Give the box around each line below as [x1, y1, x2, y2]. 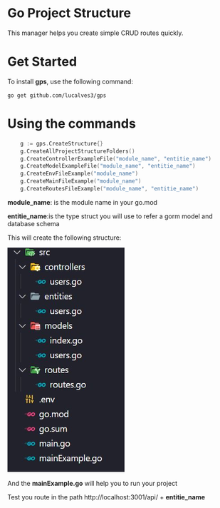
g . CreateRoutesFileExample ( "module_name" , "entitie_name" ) [20, 186, 199, 193]
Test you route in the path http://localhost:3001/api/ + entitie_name [7, 492, 205, 501]
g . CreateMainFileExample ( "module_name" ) [20, 178, 142, 185]
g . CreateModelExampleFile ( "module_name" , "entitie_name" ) [20, 163, 196, 170]
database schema [7, 219, 60, 228]
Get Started [7, 54, 77, 70]
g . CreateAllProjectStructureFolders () [20, 148, 135, 155]
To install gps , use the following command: [7, 77, 134, 86]
